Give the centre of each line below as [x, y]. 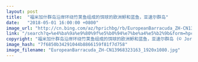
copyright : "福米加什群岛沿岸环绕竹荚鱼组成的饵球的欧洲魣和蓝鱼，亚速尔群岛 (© [94, 39]
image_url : [19, 28]
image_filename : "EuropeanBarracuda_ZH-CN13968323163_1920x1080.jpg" [93, 50]
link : [13, 34]
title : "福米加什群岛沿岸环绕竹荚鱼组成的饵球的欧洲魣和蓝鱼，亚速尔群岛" [88, 17]
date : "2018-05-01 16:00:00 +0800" [52, 22]
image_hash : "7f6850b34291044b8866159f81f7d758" [67, 45]
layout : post [22, 12]
